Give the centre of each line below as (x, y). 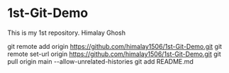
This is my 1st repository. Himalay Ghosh (67, 33)
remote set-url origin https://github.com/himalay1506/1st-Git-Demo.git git (114, 54)
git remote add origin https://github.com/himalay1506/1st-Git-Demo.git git (114, 46)
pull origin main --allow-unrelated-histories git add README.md (100, 61)
